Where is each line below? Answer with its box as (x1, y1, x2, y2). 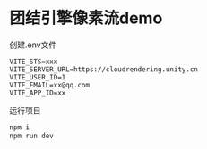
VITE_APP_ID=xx (9, 88, 66, 97)
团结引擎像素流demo (9, 8, 163, 29)
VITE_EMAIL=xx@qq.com (9, 80, 91, 89)
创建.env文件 (9, 39, 57, 50)
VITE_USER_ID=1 (9, 72, 66, 81)
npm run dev (9, 131, 54, 140)
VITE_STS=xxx (9, 57, 58, 66)
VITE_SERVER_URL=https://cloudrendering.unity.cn (9, 64, 199, 74)
